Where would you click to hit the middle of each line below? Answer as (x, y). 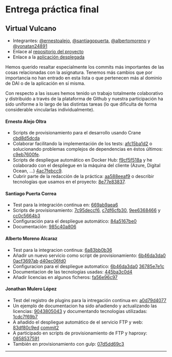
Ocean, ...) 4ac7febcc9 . (38, 171)
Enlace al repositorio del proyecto (48, 52)
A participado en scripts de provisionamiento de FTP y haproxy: (80, 333)
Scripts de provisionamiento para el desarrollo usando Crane (77, 133)
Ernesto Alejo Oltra (26, 121)
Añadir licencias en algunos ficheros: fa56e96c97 (65, 277)
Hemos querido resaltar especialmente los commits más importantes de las (85, 67)
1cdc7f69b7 (25, 316)
